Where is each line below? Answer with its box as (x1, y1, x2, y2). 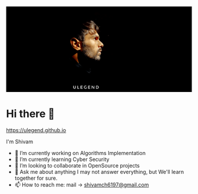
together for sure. (14, 175, 58, 182)
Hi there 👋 (6, 107, 55, 121)
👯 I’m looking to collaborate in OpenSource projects (14, 162, 140, 169)
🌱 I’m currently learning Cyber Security (14, 156, 110, 163)
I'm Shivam (6, 138, 34, 145)
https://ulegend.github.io (6, 126, 67, 133)
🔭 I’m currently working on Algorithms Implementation (14, 149, 146, 156)
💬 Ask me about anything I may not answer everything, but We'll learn (14, 168, 184, 175)
